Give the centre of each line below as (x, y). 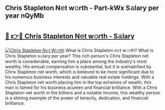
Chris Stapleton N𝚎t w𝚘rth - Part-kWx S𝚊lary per (82, 8)
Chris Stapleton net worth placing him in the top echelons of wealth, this (78, 82)
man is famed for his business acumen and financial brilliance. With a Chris (81, 87)
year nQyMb (25, 16)
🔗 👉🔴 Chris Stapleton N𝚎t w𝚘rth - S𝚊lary (70, 36)
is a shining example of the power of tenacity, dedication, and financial (77, 98)
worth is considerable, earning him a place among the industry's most (76, 61)
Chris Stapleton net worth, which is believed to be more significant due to (80, 72)
